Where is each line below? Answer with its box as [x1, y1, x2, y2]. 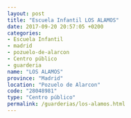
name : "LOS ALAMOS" [7, 68, 64, 75]
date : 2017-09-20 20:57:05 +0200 [7, 23, 104, 30]
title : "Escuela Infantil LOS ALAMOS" [7, 17, 119, 24]
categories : [7, 29, 42, 37]
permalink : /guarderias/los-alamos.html [7, 101, 126, 108]
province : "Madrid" [7, 74, 64, 82]
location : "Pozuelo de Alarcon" [7, 81, 101, 88]
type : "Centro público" [7, 94, 76, 101]
